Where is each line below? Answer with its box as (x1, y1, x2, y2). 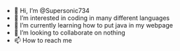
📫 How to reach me (13, 37, 72, 44)
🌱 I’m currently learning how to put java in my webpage (13, 21, 174, 29)
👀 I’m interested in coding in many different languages (13, 14, 170, 22)
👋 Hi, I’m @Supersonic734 (13, 7, 90, 14)
